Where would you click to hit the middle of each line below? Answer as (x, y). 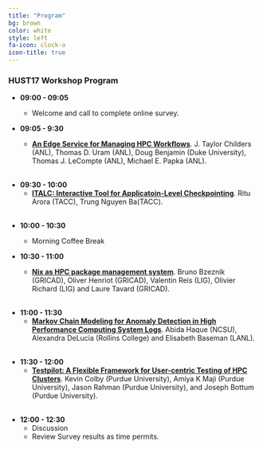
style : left (28, 38)
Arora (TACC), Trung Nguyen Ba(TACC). (97, 202)
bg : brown (25, 23)
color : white (30, 30)
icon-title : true (37, 53)
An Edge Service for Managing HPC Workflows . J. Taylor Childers (141, 144)
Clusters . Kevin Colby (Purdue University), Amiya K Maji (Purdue (138, 379)
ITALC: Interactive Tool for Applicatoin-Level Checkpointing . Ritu (141, 193)
